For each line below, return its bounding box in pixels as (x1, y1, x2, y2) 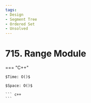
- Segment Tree (5, 17, 37, 22)
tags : (5, 7, 17, 13)
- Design (5, 12, 24, 17)
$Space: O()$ (5, 83, 33, 88)
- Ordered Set (5, 21, 35, 27)
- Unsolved (5, 26, 28, 31)
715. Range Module (5, 48, 86, 60)
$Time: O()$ (5, 74, 30, 80)
